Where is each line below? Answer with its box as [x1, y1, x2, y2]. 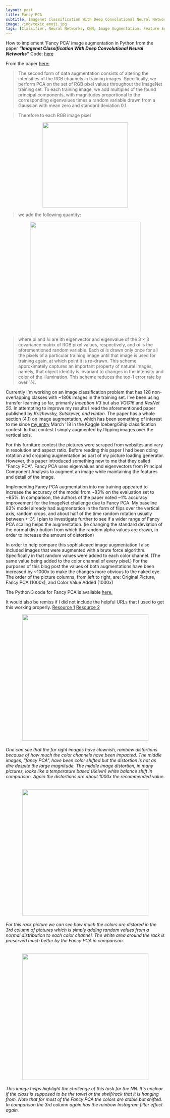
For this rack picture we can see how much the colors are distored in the [6, 921, 157, 927]
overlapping [6, 394, 31, 400]
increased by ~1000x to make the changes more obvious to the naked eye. [6, 569, 161, 575]
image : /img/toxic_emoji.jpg [6, 21, 67, 27]
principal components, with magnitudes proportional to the [18, 92, 140, 98]
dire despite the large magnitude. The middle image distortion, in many [6, 763, 153, 769]
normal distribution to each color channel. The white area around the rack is [6, 932, 165, 938]
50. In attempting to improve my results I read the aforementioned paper [6, 405, 156, 412]
